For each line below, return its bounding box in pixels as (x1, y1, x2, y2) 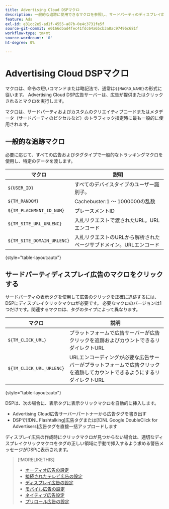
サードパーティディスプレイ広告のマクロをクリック (5, 270, 163, 279)
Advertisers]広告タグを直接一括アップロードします (12, 423, 118, 430)
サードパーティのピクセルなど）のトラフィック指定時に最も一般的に (18, 115, 159, 121)
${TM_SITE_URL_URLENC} (8, 221, 62, 226)
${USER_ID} (8, 185, 34, 191)
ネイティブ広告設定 (25, 492, 65, 498)
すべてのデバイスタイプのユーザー (74, 181, 154, 188)
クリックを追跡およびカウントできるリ (69, 337, 160, 344)
